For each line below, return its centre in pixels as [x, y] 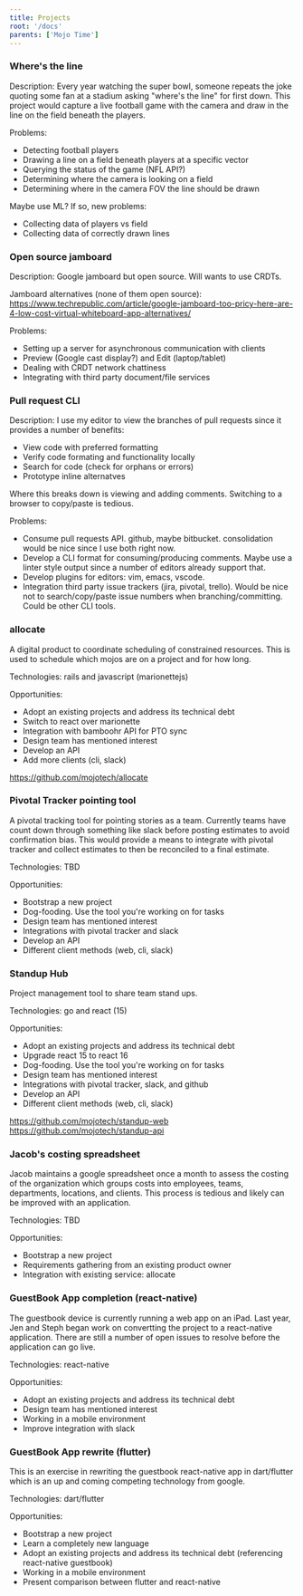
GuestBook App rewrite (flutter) [80, 1452]
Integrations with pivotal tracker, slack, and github [115, 1084]
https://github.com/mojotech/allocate [79, 777]
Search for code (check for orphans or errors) [108, 466]
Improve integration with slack [79, 1428]
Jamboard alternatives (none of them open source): [105, 293]
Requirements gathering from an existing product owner [127, 1265]
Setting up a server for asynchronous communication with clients [144, 348]
